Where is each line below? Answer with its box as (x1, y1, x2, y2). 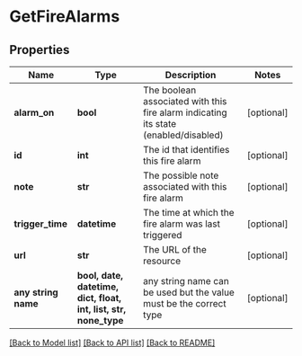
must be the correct (143, 298, 226, 309)
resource (143, 254, 182, 267)
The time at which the (143, 207, 235, 218)
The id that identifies (143, 144, 230, 156)
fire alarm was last (143, 218, 220, 230)
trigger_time (13, 218, 67, 230)
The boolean (143, 84, 197, 96)
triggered (143, 229, 182, 241)
